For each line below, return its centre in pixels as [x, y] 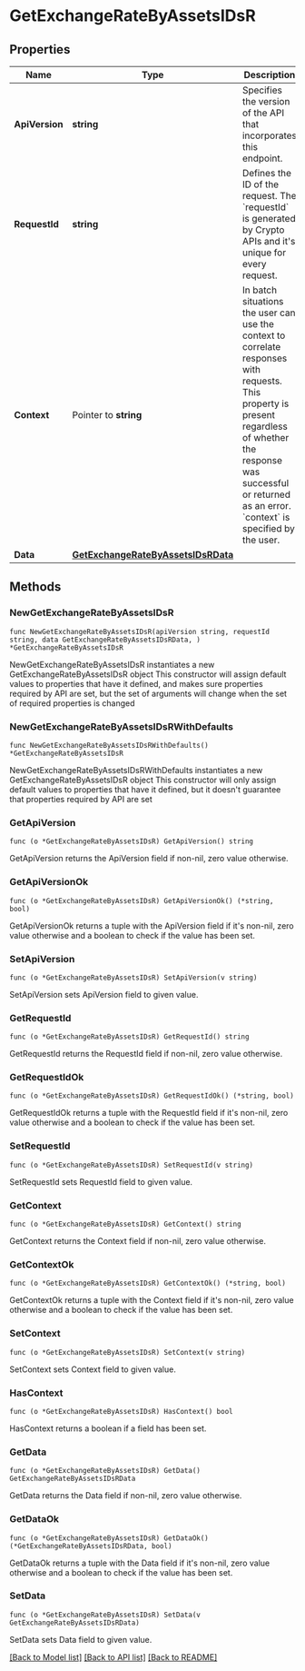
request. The [269, 196]
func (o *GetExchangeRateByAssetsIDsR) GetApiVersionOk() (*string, [142, 900]
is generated [269, 219]
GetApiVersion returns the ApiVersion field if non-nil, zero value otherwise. [149, 859]
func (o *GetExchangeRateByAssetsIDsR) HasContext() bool [121, 1411]
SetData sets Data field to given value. [81, 1639]
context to [264, 335]
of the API [263, 113]
